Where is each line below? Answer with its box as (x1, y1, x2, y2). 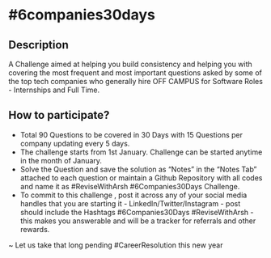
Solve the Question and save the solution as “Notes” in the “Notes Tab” (19, 164, 257, 174)
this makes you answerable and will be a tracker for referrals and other (19, 216, 256, 226)
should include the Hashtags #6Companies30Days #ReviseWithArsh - (19, 207, 254, 217)
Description (8, 38, 69, 52)
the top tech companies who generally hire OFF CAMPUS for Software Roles (8, 77, 263, 86)
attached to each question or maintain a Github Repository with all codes (19, 172, 263, 183)
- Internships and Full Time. (8, 85, 100, 95)
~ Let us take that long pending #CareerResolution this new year (8, 240, 223, 250)
